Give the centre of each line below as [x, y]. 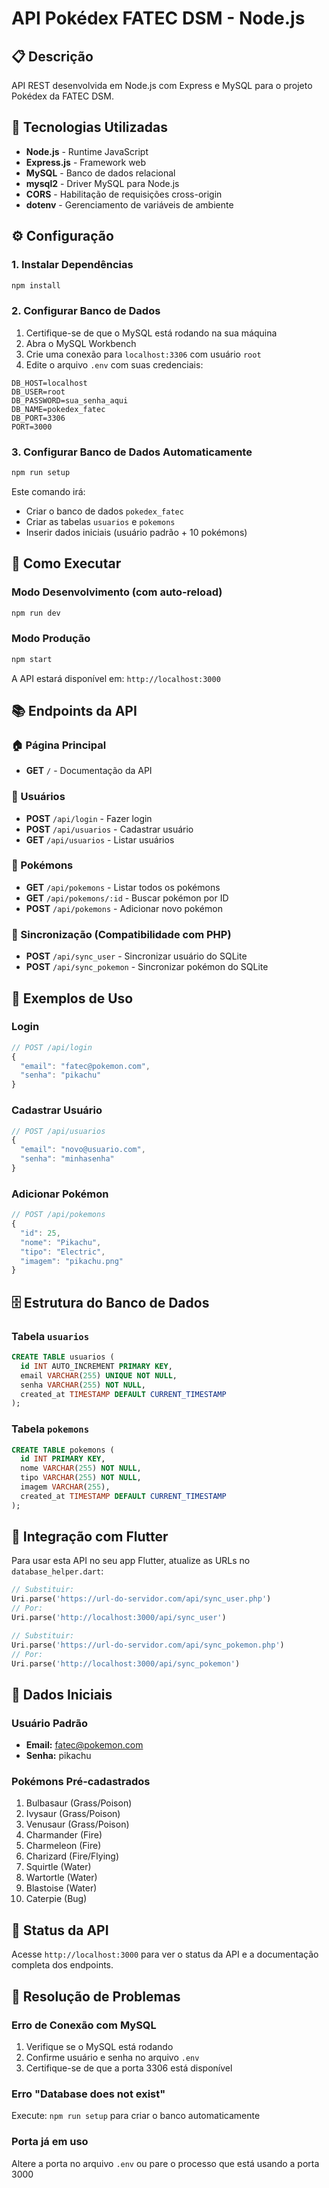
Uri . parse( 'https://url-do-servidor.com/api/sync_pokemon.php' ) [148, 1645]
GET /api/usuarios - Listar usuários [100, 839]
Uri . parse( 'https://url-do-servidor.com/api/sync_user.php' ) [141, 1599]
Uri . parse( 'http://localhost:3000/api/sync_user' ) [119, 1618]
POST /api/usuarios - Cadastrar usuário [109, 829]
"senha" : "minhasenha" [67, 1159]
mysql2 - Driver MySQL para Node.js [102, 183]
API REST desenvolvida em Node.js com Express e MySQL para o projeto [162, 85]
